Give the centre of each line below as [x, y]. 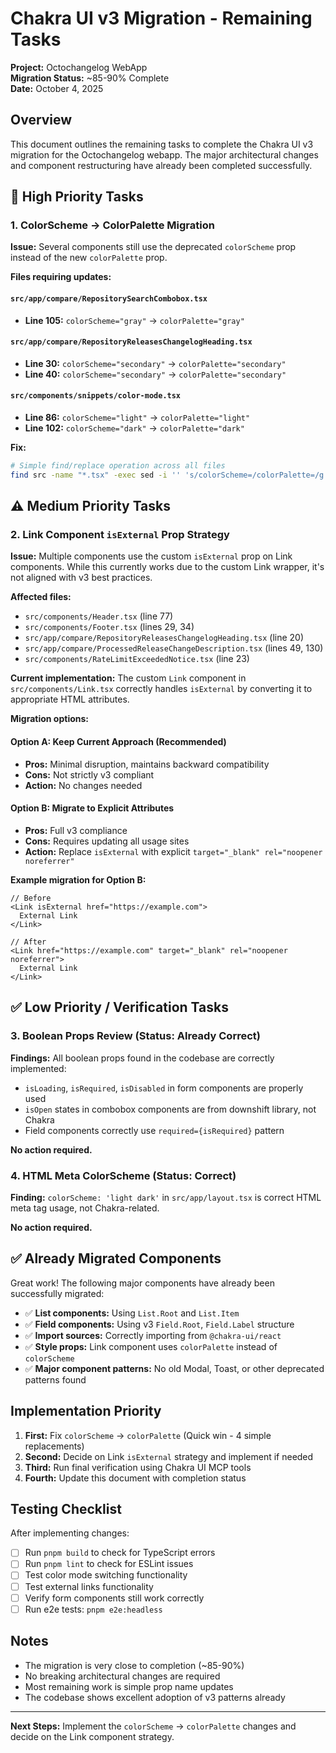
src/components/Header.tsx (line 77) [99, 616]
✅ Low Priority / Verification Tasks [119, 1007]
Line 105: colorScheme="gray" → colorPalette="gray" [134, 320]
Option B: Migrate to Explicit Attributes [92, 808]
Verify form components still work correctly [114, 1598]
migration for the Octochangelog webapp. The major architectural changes [164, 154]
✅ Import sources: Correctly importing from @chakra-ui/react [153, 1335]
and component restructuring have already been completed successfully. [161, 165]
